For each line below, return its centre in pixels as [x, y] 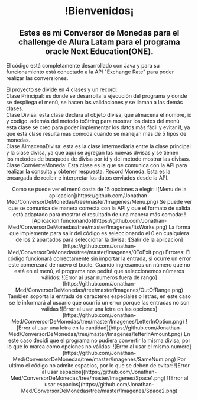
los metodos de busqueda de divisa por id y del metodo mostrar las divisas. [98, 159]
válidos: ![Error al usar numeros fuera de [90, 277]
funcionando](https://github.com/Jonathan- [114, 221]
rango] [149, 277]
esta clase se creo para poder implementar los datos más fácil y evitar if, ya [98, 127]
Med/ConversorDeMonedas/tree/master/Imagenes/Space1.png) [88, 378]
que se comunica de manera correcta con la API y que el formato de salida [99, 208]
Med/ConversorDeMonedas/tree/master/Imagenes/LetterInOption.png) [98, 321]
